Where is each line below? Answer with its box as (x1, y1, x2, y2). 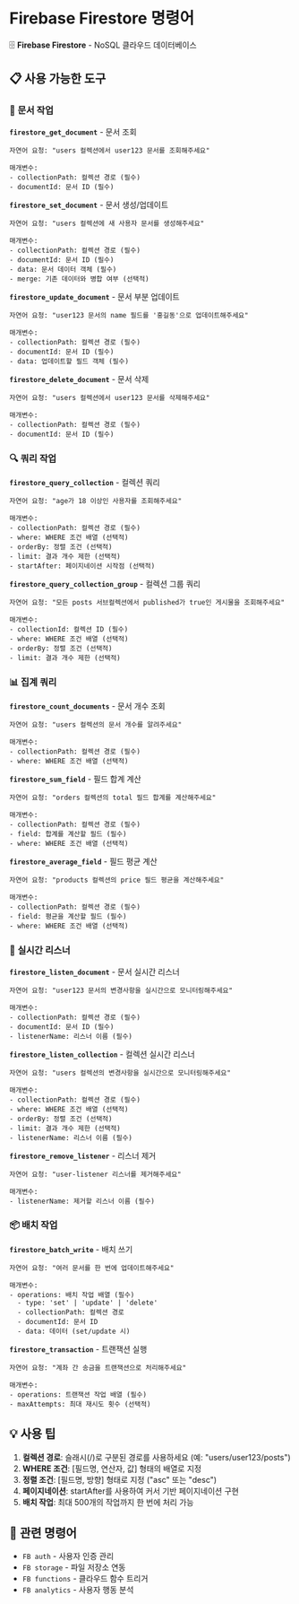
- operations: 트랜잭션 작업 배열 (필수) (9, 1390, 148, 1399)
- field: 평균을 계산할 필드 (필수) (9, 912, 127, 921)
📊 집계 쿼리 (9, 676, 57, 688)
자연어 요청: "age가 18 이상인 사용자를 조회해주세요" (9, 496, 183, 505)
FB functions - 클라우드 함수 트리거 (21, 1573, 149, 1584)
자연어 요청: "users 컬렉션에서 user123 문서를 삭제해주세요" (9, 393, 210, 402)
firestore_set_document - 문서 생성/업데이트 (9, 199, 168, 210)
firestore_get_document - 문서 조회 (9, 126, 137, 137)
